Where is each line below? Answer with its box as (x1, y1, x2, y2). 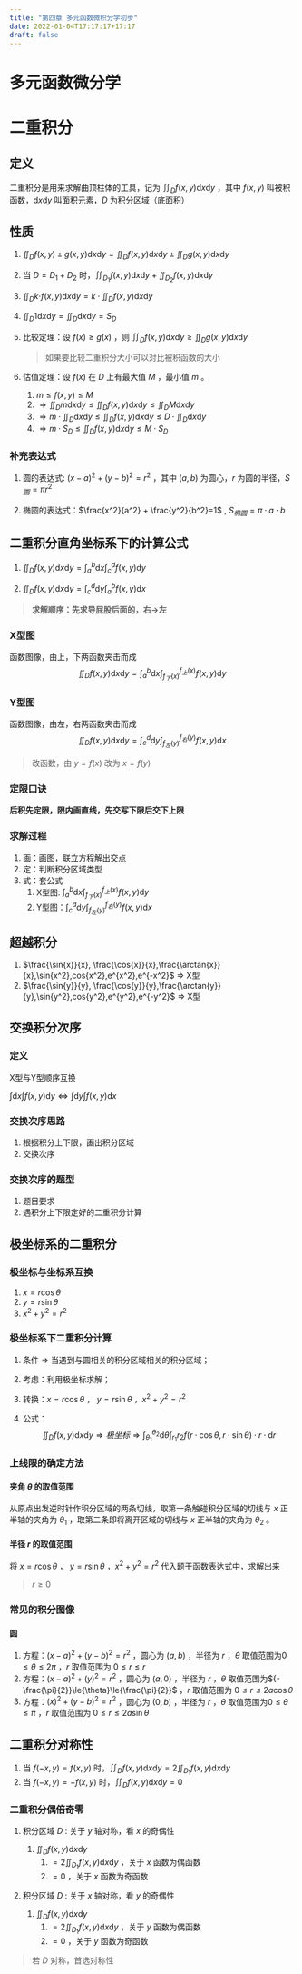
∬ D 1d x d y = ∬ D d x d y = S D (22, 310, 117, 324)
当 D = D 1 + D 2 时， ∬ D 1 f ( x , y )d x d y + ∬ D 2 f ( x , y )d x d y (22, 269, 213, 284)
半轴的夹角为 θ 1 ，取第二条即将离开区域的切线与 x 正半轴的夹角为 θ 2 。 (9, 1514, 275, 1528)
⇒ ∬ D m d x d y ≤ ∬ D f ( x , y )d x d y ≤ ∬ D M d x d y (39, 399, 195, 413)
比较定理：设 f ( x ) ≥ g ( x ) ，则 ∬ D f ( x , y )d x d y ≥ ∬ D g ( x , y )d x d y (22, 331, 248, 344)
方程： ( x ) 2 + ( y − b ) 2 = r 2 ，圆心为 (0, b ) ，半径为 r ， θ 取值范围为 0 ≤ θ (22, 1694, 288, 1707)
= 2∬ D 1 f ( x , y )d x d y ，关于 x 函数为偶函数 (53, 1856, 201, 1871)
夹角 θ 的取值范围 (9, 1480, 74, 1491)
